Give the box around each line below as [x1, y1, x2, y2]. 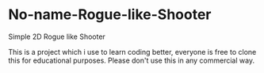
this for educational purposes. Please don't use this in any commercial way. [8, 56, 255, 65]
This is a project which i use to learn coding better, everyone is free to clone [8, 47, 257, 56]
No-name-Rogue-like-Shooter [8, 6, 212, 24]
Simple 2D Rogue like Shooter [8, 32, 105, 41]
